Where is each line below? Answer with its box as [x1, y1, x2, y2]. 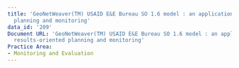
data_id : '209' [7, 23, 53, 30]
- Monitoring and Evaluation [7, 50, 94, 57]
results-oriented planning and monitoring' [14, 37, 144, 44]
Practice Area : [7, 43, 53, 50]
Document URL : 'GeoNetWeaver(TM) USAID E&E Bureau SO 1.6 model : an [7, 30, 218, 38]
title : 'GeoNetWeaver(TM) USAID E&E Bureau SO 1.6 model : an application [7, 10, 234, 18]
